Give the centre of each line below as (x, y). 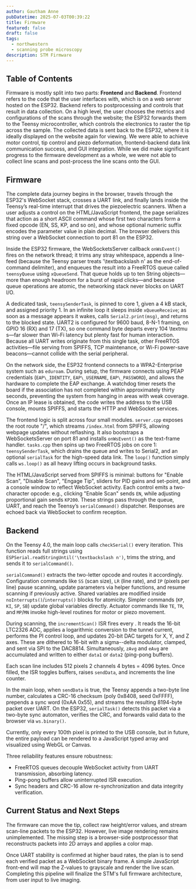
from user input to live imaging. (44, 880)
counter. (16, 679)
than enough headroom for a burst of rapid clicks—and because (97, 280)
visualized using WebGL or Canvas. (49, 745)
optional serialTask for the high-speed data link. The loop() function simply (98, 457)
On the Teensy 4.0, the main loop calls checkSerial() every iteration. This (94, 545)
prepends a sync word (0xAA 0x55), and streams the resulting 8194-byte (94, 702)
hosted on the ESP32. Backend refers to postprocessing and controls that (95, 105)
